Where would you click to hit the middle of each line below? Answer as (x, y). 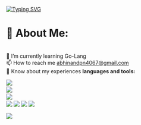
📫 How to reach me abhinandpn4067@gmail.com (68, 62)
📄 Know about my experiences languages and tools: (71, 71)
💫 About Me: (37, 33)
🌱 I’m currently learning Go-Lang (46, 56)
